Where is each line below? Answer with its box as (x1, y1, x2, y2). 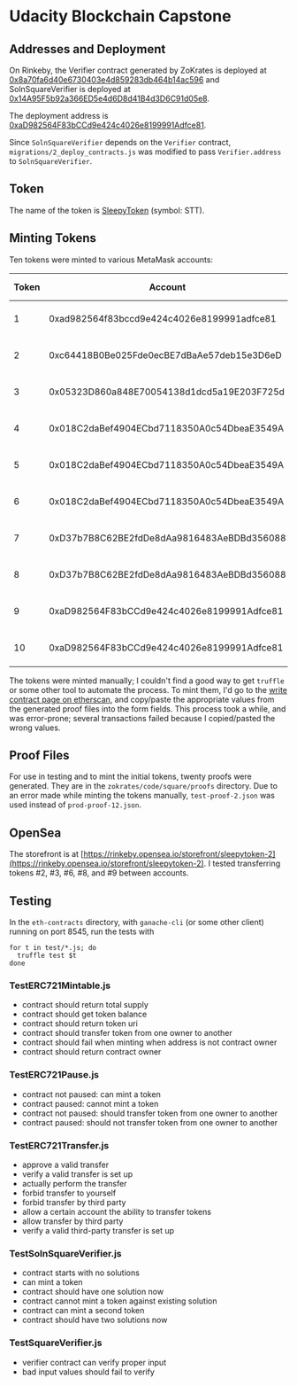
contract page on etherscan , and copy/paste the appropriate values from (9, 694, 275, 705)
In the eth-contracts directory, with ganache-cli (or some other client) (9, 917, 265, 928)
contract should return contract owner (21, 1047, 162, 1057)
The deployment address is (9, 111, 109, 121)
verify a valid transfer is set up (21, 1168, 133, 1180)
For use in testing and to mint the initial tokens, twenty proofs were (9, 771, 252, 782)
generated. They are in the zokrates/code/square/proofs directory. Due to (9, 781, 278, 791)
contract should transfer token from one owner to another (21, 1028, 232, 1039)
